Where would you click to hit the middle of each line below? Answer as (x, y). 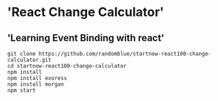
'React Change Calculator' (86, 12)
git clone (22, 54)
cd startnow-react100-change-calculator (67, 66)
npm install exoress (38, 78)
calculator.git (29, 60)
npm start (22, 91)
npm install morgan (36, 84)
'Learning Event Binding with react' (86, 38)
